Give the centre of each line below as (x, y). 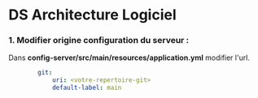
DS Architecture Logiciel (92, 15)
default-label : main (87, 88)
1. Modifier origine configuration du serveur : (99, 40)
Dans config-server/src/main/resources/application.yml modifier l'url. (129, 58)
